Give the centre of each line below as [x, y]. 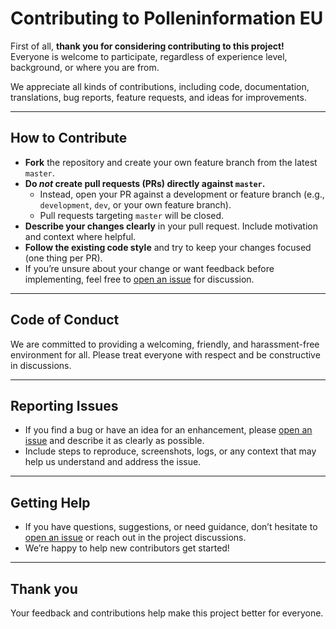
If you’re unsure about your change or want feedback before [149, 268]
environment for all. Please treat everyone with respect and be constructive [165, 354]
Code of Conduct [65, 320]
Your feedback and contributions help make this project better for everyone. [167, 613]
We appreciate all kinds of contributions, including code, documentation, [160, 86]
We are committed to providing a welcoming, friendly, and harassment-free [165, 344]
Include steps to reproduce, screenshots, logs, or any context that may [170, 451]
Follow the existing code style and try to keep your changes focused [168, 247]
